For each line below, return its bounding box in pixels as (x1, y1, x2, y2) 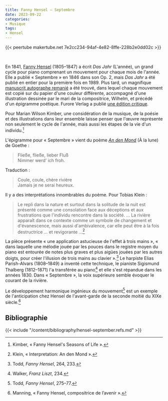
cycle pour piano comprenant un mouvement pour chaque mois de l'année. (5, 69, 160, 75)
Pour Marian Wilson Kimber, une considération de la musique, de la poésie (5, 110, 158, 116)
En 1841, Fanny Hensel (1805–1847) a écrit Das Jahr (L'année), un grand (5, 63, 153, 69)
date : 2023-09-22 (5, 12, 41, 17)
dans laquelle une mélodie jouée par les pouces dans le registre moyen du (5, 243, 158, 250)
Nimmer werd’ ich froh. (17, 157, 65, 163)
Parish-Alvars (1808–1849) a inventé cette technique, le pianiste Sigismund (5, 260, 159, 266)
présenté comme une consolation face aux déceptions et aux (17, 206, 144, 212)
